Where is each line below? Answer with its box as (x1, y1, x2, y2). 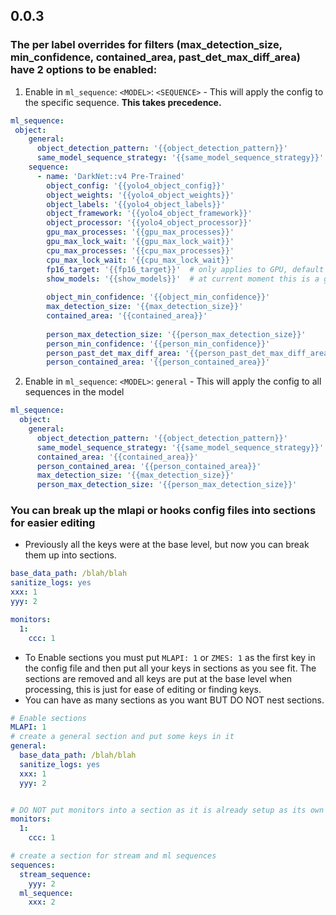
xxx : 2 (28, 897, 56, 908)
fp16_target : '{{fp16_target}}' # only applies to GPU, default (46, 264, 325, 274)
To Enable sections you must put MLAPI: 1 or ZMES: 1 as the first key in (24, 651, 316, 663)
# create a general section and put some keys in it (10, 732, 235, 742)
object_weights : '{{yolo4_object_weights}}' (46, 190, 235, 200)
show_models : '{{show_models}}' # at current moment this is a (46, 274, 320, 284)
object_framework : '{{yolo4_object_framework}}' (46, 209, 253, 219)
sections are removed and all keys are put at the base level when (24, 672, 293, 684)
